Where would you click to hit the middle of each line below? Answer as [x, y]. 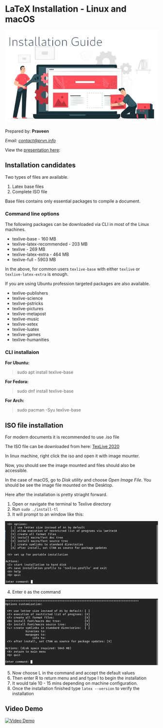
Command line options [32, 214]
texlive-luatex [26, 329]
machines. [15, 229]
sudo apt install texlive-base [45, 372]
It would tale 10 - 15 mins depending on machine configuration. [75, 683]
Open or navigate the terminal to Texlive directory [62, 504]
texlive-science [27, 298]
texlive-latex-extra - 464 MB [41, 254]
